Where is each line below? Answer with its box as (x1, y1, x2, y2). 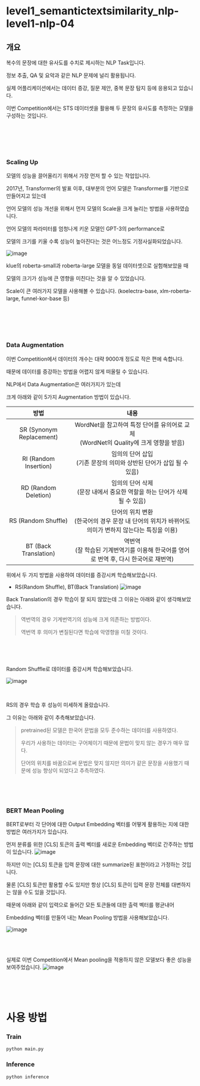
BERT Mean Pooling (6, 806, 64, 814)
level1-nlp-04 (6, 17, 75, 30)
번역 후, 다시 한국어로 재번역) (97, 555, 174, 563)
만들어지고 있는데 (6, 192, 46, 199)
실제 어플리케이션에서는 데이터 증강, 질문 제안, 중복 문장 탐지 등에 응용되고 (6, 85, 177, 91)
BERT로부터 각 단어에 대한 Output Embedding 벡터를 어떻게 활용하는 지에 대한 (6, 820, 189, 827)
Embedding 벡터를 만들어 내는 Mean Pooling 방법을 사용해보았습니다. (6, 913, 170, 921)
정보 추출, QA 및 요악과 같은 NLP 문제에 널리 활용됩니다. (6, 72, 136, 79)
